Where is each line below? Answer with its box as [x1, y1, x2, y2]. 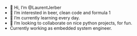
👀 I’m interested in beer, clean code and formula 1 [9, 10, 111, 16]
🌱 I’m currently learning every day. [9, 15, 80, 20]
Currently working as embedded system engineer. [9, 25, 112, 31]
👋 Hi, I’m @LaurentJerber [9, 5, 62, 10]
